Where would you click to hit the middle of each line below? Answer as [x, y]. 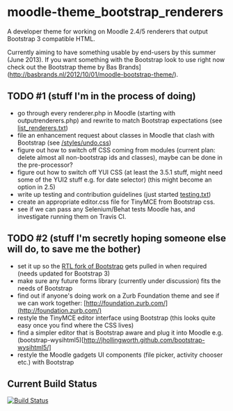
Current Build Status [52, 384]
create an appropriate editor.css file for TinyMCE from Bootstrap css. [116, 202]
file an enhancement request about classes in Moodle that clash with [116, 135]
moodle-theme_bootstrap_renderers [115, 12]
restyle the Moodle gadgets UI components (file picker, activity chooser [120, 355]
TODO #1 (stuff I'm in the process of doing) [102, 96]
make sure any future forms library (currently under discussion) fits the [119, 281]
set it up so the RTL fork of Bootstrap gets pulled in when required [112, 266]
